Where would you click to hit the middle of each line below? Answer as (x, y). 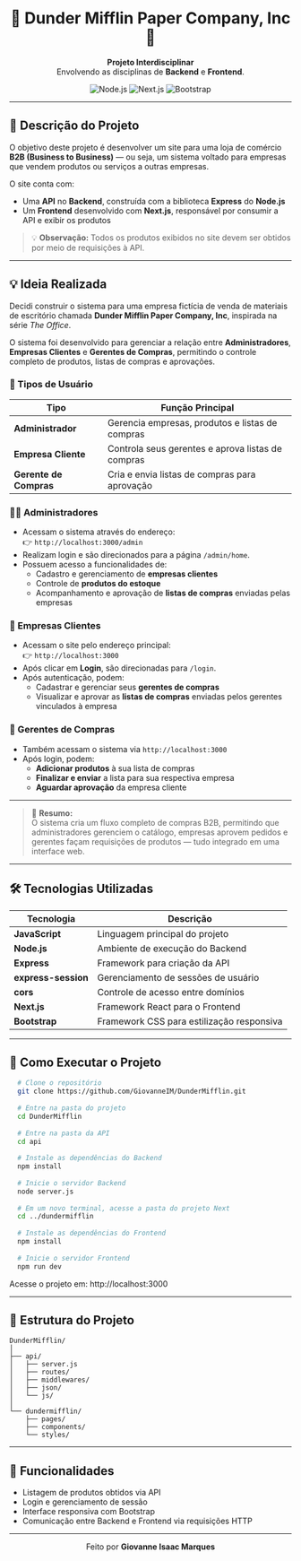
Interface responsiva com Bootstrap (88, 1512)
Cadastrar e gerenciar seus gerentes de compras (127, 687)
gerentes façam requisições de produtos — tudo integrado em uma (155, 841)
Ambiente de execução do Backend (172, 948)
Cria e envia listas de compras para (181, 474)
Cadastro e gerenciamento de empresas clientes (126, 574)
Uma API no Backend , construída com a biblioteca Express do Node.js (154, 201)
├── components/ (56, 1427)
